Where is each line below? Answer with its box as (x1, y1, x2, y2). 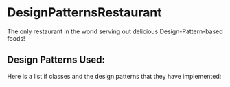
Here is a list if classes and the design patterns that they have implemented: (7, 72, 222, 80)
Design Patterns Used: (7, 54, 105, 66)
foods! (7, 34, 25, 42)
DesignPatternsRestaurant (7, 5, 163, 20)
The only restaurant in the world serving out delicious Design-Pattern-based (7, 27, 223, 35)
